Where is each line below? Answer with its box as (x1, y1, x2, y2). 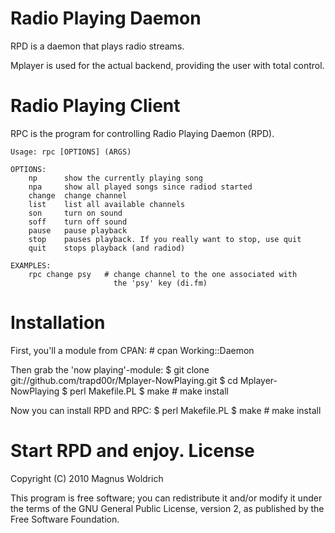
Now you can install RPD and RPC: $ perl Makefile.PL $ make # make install (10, 404, 322, 416)
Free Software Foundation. (10, 513, 120, 525)
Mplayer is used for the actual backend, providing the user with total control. (10, 59, 325, 71)
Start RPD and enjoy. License (10, 440, 255, 462)
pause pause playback (28, 225, 128, 236)
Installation (10, 312, 106, 334)
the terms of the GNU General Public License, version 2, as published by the (10, 502, 325, 514)
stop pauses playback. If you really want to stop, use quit (28, 234, 302, 244)
